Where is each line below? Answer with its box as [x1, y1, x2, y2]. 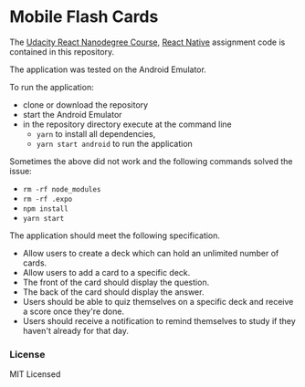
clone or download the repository [22, 99, 149, 110]
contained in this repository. [9, 46, 115, 57]
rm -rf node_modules [22, 184, 101, 193]
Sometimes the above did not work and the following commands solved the [9, 155, 293, 166]
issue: [9, 165, 32, 176]
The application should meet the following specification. [9, 230, 221, 241]
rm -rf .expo [22, 194, 73, 204]
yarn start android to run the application [36, 138, 194, 149]
